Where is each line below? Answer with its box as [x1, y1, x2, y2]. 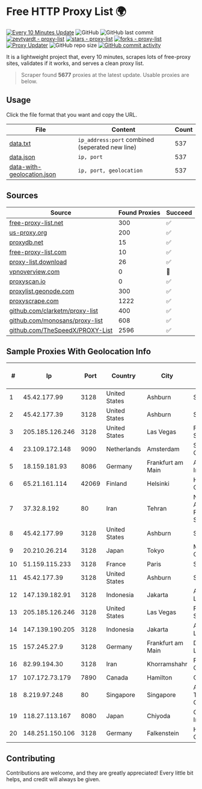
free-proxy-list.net [9, 218, 64, 227]
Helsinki [147, 479, 170, 488]
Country [111, 372, 136, 380]
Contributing [6, 753, 55, 764]
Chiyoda [147, 712, 171, 720]
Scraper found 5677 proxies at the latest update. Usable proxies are [20, 71, 189, 78]
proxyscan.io [9, 277, 46, 286]
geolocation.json [9, 170, 57, 178]
